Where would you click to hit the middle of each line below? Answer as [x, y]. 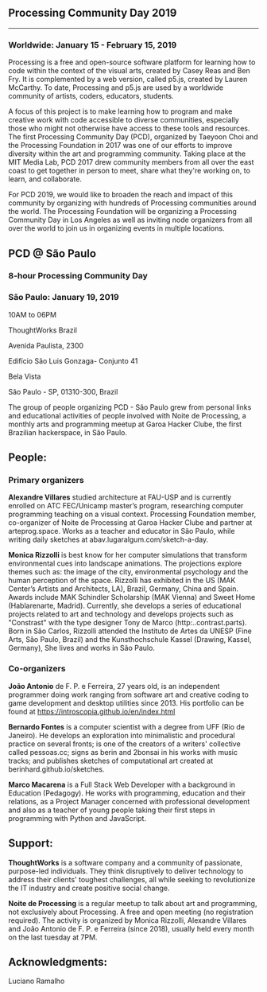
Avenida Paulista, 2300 [46, 345]
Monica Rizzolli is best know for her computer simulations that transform [128, 555]
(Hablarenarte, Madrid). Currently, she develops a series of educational [125, 606]
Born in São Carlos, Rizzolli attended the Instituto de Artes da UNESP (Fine [130, 631]
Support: [31, 844]
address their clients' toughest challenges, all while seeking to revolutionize [132, 879]
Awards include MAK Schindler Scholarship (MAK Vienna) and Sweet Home [132, 597]
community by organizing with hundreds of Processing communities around [132, 203]
